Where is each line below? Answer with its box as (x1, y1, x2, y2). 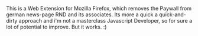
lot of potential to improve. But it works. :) (6, 23, 107, 30)
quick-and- (158, 11, 186, 18)
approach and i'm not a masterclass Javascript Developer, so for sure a (18, 17, 193, 24)
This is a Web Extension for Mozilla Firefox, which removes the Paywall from (6, 5, 192, 12)
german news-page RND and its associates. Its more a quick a (6, 11, 158, 18)
